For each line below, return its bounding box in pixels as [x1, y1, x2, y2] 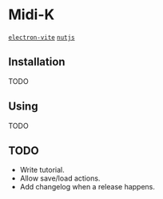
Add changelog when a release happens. [19, 182, 156, 192]
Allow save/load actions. [19, 173, 101, 183]
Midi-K [8, 6, 55, 24]
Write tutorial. [19, 165, 66, 175]
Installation [8, 55, 66, 69]
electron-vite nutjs [8, 34, 75, 42]
